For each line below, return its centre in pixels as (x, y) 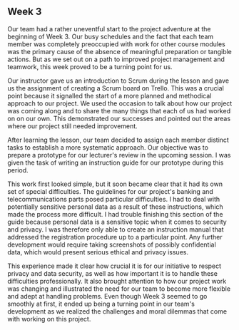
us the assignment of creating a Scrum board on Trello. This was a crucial (116, 88)
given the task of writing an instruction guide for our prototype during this (116, 163)
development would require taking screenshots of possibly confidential (112, 244)
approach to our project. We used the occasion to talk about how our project (120, 103)
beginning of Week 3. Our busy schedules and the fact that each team (111, 36)
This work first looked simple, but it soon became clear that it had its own (115, 184)
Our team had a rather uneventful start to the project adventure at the (109, 29)
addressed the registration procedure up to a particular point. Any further (115, 237)
